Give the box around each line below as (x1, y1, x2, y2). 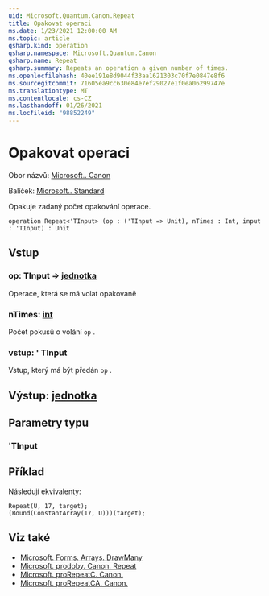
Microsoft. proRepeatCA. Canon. (19, 577, 129, 588)
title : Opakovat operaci (8, 19, 92, 27)
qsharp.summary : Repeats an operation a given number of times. (8, 64, 229, 72)
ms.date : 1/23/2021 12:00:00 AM (8, 27, 117, 35)
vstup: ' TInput (8, 347, 68, 358)
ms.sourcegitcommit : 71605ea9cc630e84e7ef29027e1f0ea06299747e (8, 79, 226, 87)
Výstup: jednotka (8, 388, 97, 403)
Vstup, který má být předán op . (8, 366, 113, 375)
